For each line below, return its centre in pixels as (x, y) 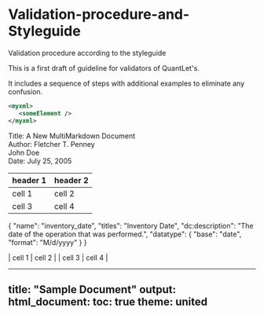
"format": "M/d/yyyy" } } (48, 242)
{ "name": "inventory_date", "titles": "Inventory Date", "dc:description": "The (131, 225)
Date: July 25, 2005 (40, 161)
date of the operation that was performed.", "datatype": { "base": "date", (125, 234)
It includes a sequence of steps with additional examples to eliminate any (126, 83)
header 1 (29, 180)
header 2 (71, 180)
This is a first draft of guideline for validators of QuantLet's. (104, 68)
